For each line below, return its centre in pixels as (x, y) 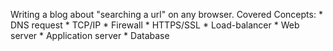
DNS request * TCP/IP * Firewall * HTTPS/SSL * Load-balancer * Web (155, 25)
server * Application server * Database (90, 35)
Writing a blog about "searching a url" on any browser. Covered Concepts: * (166, 14)
